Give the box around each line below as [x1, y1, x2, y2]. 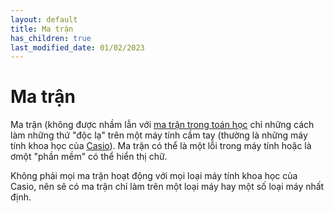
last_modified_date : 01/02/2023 [10, 42, 145, 53]
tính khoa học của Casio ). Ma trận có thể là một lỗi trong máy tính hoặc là [10, 140, 312, 152]
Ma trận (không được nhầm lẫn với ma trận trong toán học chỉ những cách [10, 119, 315, 131]
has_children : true [10, 33, 92, 43]
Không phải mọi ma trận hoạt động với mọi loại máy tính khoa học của [10, 170, 298, 182]
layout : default [10, 14, 78, 25]
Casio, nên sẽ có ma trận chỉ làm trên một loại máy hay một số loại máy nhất [10, 181, 325, 193]
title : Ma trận [10, 24, 74, 34]
